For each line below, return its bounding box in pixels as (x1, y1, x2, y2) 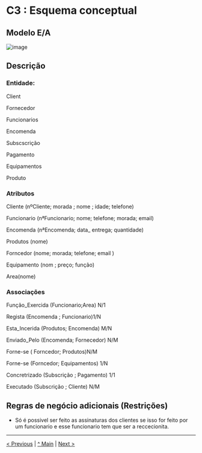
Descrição (6, 61, 46, 71)
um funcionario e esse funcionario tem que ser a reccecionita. (14, 423, 170, 430)
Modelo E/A (6, 28, 51, 38)
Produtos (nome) (6, 238, 48, 245)
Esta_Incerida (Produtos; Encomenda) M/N (6, 325, 112, 332)
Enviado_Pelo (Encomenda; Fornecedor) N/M (6, 336, 118, 344)
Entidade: (6, 79, 35, 87)
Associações (6, 288, 45, 296)
